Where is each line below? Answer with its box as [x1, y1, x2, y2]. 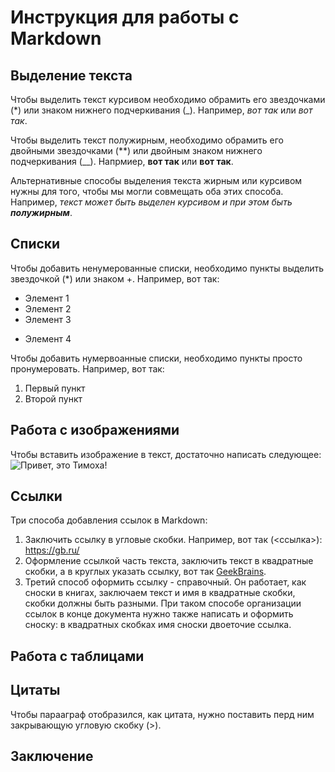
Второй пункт [24, 392, 83, 405]
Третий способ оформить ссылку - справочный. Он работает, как [24, 576, 307, 588]
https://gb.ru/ [24, 544, 80, 556]
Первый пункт [24, 382, 86, 394]
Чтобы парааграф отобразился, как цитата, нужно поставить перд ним [10, 708, 315, 720]
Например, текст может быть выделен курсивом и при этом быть [10, 196, 293, 208]
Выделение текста [10, 67, 133, 84]
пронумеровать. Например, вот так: [10, 362, 165, 375]
